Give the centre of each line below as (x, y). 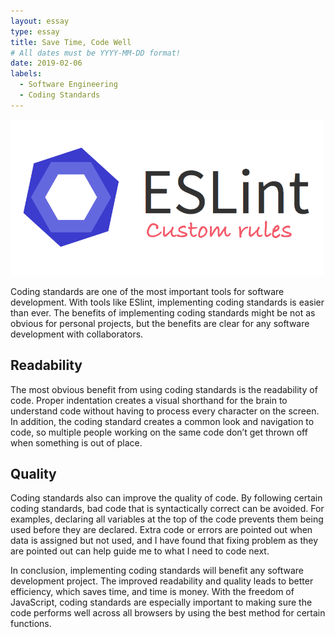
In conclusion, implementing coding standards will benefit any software (157, 571)
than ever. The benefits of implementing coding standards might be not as (163, 312)
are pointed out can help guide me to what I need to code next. (140, 551)
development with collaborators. (77, 334)
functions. (31, 624)
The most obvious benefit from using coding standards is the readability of (164, 389)
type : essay (35, 31)
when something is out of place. (76, 442)
